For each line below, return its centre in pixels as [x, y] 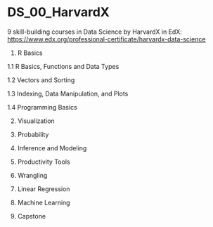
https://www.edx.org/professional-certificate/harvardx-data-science [106, 39]
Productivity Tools [44, 162]
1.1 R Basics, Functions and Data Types [63, 66]
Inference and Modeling [52, 148]
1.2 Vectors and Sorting [41, 80]
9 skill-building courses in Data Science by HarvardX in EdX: [95, 32]
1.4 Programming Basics [42, 107]
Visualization [36, 121]
